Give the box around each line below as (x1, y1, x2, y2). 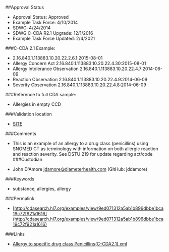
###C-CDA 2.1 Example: (5, 45, 55, 51)
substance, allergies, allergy (12, 186, 71, 192)
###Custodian (12, 156, 43, 162)
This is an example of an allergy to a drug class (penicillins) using (12, 141, 148, 146)
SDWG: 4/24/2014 (12, 25, 51, 31)
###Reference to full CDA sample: (5, 92, 77, 97)
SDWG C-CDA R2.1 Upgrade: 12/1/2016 (12, 30, 93, 36)
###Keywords (5, 176, 34, 182)
